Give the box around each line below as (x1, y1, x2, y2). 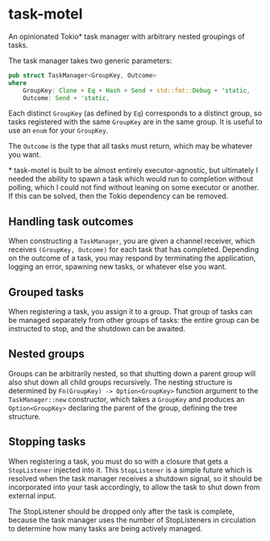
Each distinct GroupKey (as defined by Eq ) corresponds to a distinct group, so (8, 108, 262, 118)
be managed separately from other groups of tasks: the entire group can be (8, 316, 260, 325)
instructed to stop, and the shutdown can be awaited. (8, 324, 185, 333)
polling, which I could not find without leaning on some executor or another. (8, 182, 260, 192)
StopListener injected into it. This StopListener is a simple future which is (8, 465, 252, 475)
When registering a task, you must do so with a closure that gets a (8, 456, 228, 466)
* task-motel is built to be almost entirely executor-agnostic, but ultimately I (8, 166, 259, 175)
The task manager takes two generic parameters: (8, 56, 172, 65)
